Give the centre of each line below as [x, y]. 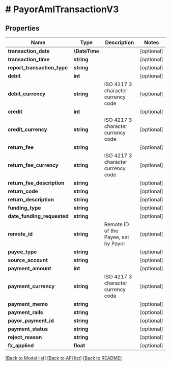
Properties [22, 28]
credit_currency [27, 129]
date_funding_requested [38, 216]
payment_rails [25, 312]
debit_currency [27, 94]
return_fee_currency [33, 165]
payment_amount [30, 268]
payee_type [22, 252]
